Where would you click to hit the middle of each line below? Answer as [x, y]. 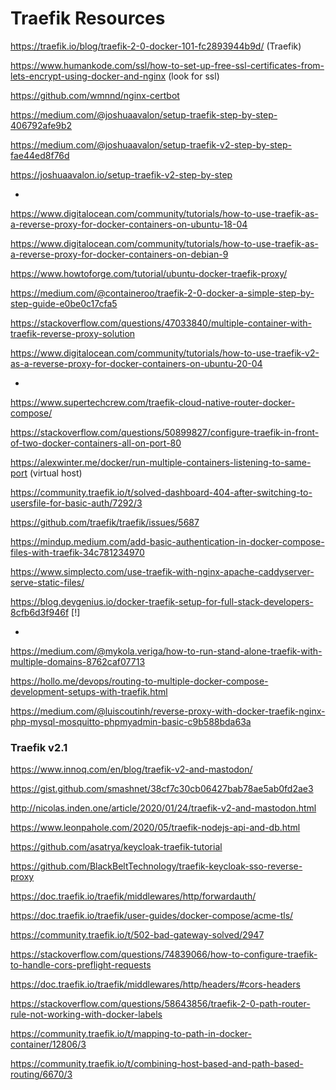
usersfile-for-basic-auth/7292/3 [76, 503]
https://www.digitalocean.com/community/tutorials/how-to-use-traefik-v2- [165, 353]
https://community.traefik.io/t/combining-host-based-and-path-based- [157, 1064]
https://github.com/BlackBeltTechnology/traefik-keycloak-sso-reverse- [156, 866]
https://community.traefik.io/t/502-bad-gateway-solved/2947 [137, 935]
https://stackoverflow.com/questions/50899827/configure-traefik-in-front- [165, 432]
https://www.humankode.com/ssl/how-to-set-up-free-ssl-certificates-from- [167, 65]
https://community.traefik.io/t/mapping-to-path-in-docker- [131, 1034]
